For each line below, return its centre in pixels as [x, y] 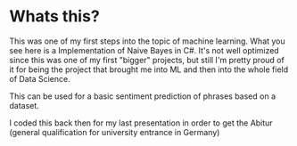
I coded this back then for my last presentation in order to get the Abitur [141, 123]
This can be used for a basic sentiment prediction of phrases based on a [143, 96]
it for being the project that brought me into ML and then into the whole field [149, 69]
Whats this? [54, 16]
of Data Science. [40, 78]
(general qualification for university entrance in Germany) [115, 132]
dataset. [25, 105]
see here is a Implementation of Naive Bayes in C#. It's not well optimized [144, 50]
